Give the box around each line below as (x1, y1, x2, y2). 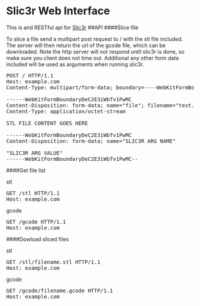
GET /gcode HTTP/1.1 (6, 218, 67, 225)
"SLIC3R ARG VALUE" (6, 149, 63, 156)
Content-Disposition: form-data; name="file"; (6, 102, 145, 108)
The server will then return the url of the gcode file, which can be (6, 42, 166, 49)
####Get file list (6, 167, 46, 174)
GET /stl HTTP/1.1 (6, 189, 60, 196)
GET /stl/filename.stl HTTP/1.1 (6, 258, 101, 266)
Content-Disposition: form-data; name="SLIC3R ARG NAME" (6, 138, 176, 144)
